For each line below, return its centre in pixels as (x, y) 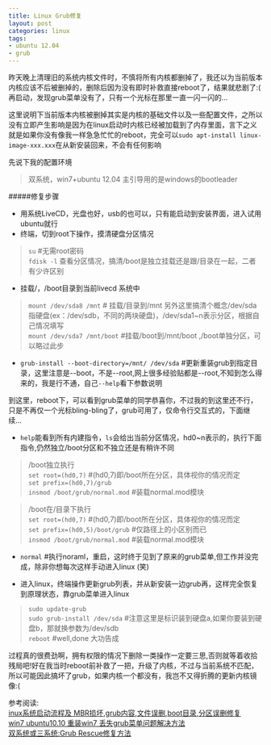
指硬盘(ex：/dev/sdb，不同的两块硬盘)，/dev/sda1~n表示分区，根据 (140, 315)
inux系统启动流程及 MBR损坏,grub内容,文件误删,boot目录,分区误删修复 (125, 713)
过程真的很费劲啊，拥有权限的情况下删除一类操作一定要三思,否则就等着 (126, 655)
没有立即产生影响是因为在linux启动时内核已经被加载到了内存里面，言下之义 (133, 125)
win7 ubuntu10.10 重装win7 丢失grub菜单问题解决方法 (97, 723)
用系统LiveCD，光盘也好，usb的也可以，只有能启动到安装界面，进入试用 (141, 213)
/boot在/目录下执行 (59, 509)
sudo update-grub (57, 609)
